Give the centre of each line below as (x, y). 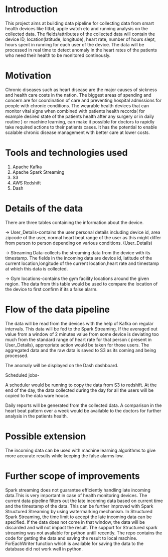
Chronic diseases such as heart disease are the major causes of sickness (81, 90)
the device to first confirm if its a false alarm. (51, 289)
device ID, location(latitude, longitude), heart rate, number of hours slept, (80, 39)
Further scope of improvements (73, 476)
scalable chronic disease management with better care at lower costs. (78, 132)
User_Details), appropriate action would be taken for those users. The (77, 345)
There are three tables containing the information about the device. (74, 222)
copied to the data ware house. (37, 395)
